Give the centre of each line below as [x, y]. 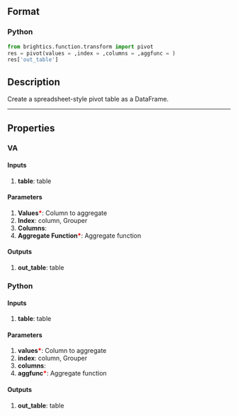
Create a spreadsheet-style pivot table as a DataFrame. [88, 99]
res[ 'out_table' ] [33, 60]
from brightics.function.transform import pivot [80, 46]
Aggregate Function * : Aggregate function [79, 235]
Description [34, 82]
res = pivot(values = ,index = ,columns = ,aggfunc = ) [91, 53]
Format [24, 12]
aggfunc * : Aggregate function [62, 373]
